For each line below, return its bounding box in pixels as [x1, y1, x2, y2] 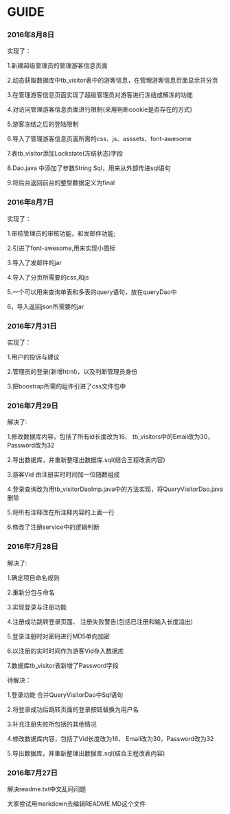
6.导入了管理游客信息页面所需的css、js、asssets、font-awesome [7, 135, 192, 143]
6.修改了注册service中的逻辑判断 [7, 523, 100, 531]
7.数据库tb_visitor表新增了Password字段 [7, 661, 119, 669]
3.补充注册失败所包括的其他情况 [7, 720, 97, 728]
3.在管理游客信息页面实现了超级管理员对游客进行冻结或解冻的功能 [7, 91, 194, 99]
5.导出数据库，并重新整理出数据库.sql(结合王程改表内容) [7, 749, 165, 758]
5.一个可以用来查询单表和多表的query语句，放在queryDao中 [7, 287, 177, 296]
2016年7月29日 [7, 401, 58, 410]
